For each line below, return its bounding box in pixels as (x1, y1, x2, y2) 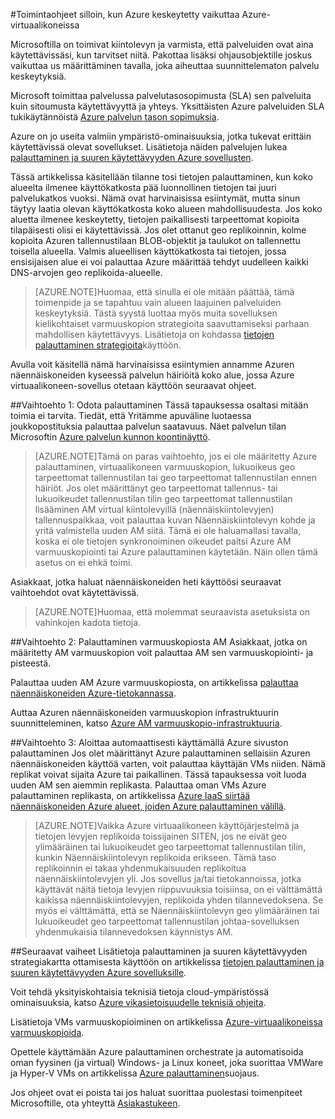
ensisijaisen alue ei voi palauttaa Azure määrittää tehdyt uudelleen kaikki (10, 256, 309, 268)
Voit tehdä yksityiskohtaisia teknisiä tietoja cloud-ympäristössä (10, 986, 270, 998)
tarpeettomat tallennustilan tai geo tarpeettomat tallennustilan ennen (34, 472, 317, 483)
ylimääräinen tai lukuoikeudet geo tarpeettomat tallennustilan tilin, (34, 841, 307, 853)
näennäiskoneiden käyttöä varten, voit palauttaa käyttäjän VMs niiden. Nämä (10, 758, 326, 769)
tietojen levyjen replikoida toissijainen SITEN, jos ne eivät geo (34, 830, 288, 842)
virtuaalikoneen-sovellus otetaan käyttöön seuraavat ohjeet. (10, 380, 257, 391)
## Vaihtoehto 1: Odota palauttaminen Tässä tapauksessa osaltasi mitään (10, 399, 309, 411)
